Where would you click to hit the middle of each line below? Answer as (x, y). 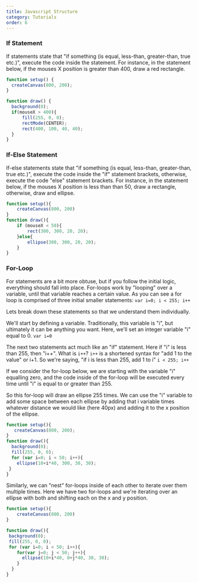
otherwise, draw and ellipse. (40, 193)
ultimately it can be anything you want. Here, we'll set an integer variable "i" (98, 329)
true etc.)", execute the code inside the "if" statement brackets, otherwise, (97, 174)
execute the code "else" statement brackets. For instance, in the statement (97, 180)
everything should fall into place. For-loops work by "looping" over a (89, 287)
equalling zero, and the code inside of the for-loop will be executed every (95, 377)
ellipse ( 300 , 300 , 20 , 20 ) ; (62, 242)
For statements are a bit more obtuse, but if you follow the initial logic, (91, 281)
